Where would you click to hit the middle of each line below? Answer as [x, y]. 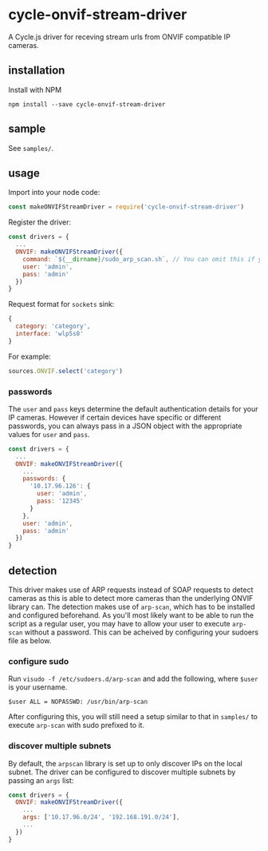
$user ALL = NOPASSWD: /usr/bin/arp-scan [78, 702]
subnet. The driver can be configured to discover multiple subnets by [122, 772]
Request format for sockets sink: [61, 304]
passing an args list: [41, 780]
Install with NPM [35, 89]
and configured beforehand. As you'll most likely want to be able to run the [131, 615]
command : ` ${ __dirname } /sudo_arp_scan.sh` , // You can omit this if [139, 259]
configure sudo [39, 661]
